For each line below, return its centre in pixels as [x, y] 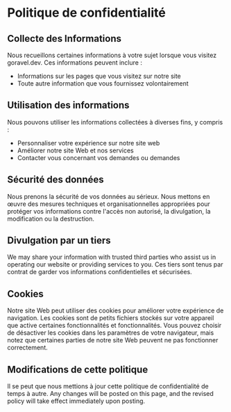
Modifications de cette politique [78, 369]
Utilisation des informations [68, 105]
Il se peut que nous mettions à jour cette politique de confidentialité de [108, 386]
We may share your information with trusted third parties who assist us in [112, 257]
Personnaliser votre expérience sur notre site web [88, 143]
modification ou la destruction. [51, 219]
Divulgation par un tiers [59, 240]
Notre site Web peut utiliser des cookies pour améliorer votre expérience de [115, 310]
